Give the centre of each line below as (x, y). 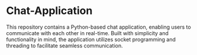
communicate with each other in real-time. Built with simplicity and (87, 33)
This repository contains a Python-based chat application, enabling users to (98, 27)
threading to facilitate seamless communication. (64, 46)
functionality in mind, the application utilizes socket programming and (91, 39)
